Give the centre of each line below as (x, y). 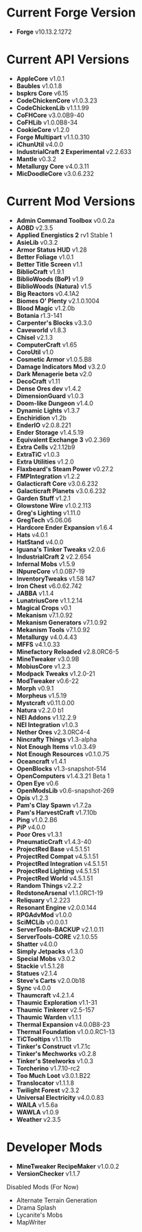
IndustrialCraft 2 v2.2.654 (54, 556)
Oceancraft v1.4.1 (41, 761)
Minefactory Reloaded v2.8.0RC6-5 (68, 651)
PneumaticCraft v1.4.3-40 (54, 841)
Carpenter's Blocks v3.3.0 (54, 323)
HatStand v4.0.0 (40, 542)
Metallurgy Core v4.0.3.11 (53, 166)
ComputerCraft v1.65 (47, 345)
